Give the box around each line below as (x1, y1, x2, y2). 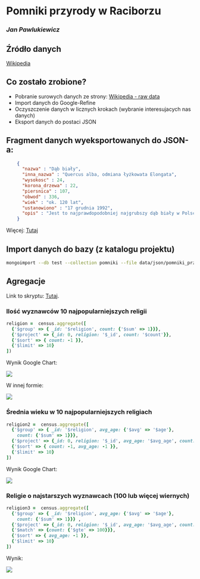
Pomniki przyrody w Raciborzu (6, 4, 162, 18)
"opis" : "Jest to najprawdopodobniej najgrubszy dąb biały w (21, 210, 180, 216)
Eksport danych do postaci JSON (14, 118, 96, 125)
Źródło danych (6, 44, 61, 54)
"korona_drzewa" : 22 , (21, 183, 79, 189)
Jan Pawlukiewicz (6, 26, 60, 34)
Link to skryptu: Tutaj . (6, 292, 60, 299)
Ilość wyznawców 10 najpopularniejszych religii (6, 307, 147, 315)
